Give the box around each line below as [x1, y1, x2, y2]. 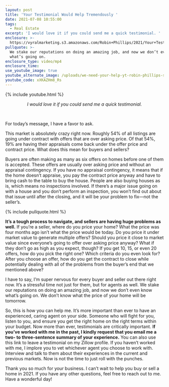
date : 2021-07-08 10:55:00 [5, 17, 62, 22]
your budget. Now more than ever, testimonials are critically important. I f [5, 323, 156, 330]
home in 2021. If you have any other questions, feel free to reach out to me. [5, 370, 161, 376]
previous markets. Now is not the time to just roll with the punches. [5, 355, 144, 361]
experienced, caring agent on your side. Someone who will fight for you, [5, 313, 155, 319]
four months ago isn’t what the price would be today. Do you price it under [5, 229, 159, 235]
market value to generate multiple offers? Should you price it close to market [5, 235, 164, 241]
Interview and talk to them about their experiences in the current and [5, 350, 148, 356]
